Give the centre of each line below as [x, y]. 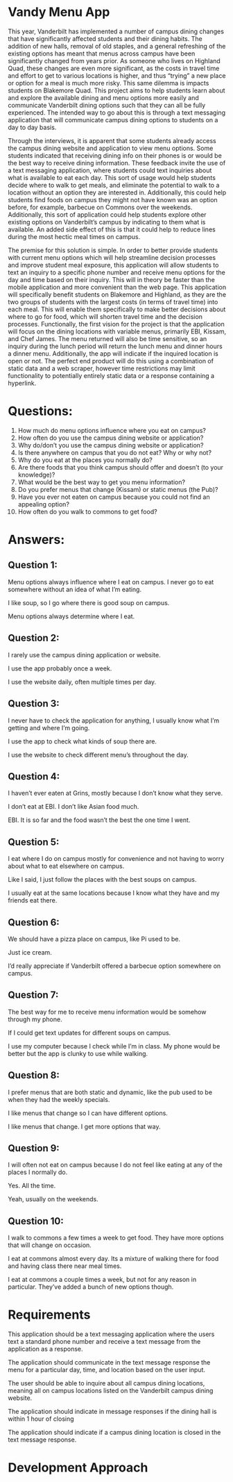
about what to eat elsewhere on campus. [66, 866]
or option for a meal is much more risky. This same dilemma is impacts [109, 83]
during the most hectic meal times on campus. [74, 236]
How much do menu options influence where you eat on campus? [112, 430]
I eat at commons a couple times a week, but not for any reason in [102, 1280]
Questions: [41, 411]
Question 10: [36, 1221]
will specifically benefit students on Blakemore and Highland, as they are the [117, 294]
